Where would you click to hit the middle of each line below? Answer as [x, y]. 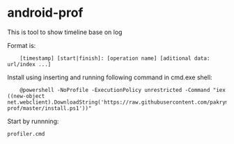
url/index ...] [29, 64]
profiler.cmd [26, 134]
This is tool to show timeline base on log [65, 32]
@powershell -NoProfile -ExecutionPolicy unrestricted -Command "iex [123, 90]
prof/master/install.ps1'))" [49, 108]
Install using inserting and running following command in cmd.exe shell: [110, 77]
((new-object [26, 96]
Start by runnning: [33, 121]
